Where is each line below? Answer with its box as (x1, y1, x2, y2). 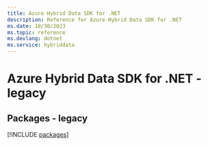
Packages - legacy (7, 112, 88, 124)
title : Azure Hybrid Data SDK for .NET (7, 10, 121, 17)
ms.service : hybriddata (7, 42, 75, 48)
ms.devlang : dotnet (7, 35, 63, 42)
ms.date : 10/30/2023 (7, 22, 66, 29)
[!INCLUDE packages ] (7, 131, 69, 138)
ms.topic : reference (7, 29, 66, 36)
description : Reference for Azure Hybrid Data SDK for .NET (7, 16, 183, 23)
